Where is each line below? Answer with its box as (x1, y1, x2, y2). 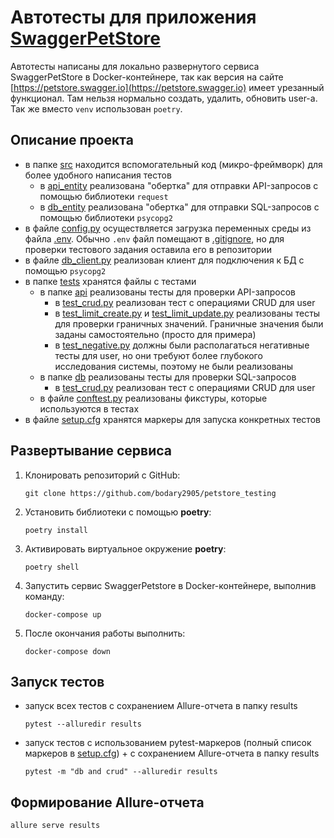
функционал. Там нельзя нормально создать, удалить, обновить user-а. (10, 92, 318, 104)
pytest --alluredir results (24, 719, 142, 730)
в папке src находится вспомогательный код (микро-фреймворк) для (24, 158, 323, 170)
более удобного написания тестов (24, 169, 172, 181)
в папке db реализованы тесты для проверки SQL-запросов (39, 371, 297, 383)
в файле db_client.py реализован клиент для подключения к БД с (24, 254, 305, 266)
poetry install (24, 525, 89, 535)
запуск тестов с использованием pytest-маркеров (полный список (24, 737, 312, 749)
